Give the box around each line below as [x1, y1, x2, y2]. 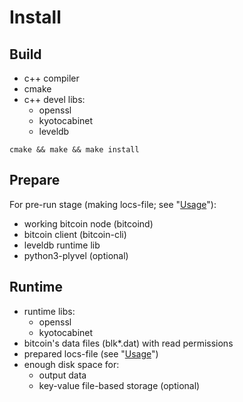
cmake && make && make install [9, 145, 140, 155]
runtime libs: [23, 305, 76, 317]
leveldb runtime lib [23, 239, 101, 251]
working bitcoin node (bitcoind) [23, 217, 154, 230]
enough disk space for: [23, 358, 120, 370]
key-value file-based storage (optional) [38, 379, 201, 391]
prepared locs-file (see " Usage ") [23, 347, 159, 360]
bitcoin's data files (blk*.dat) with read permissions [23, 337, 234, 349]
